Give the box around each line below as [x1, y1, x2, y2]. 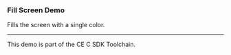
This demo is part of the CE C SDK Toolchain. [7, 40, 136, 49]
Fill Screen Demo [7, 5, 65, 15]
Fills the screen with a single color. [7, 21, 105, 29]
